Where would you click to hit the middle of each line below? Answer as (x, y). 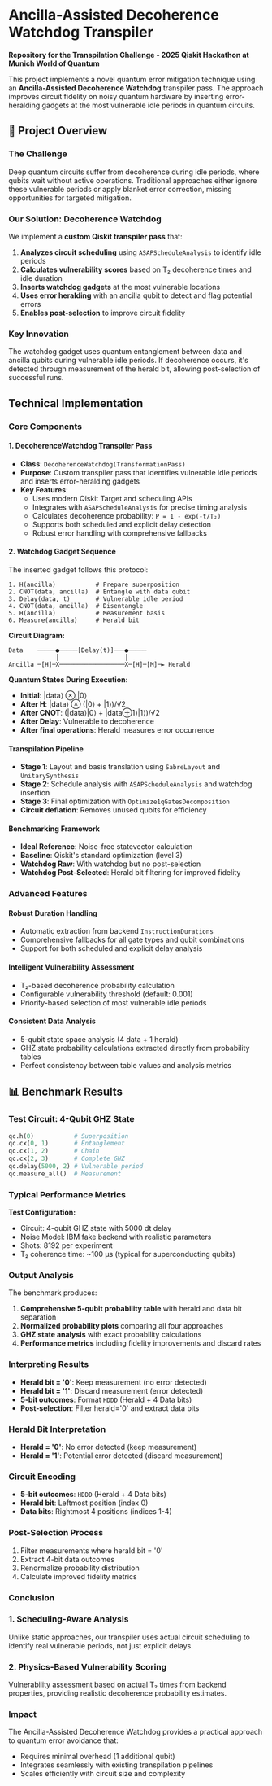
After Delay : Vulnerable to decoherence (87, 721)
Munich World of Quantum (54, 63)
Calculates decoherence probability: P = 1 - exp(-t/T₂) (127, 515)
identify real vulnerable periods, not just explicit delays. (101, 1645)
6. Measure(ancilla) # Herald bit (74, 620)
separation (38, 1317)
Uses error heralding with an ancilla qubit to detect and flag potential (136, 295)
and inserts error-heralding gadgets (80, 481)
